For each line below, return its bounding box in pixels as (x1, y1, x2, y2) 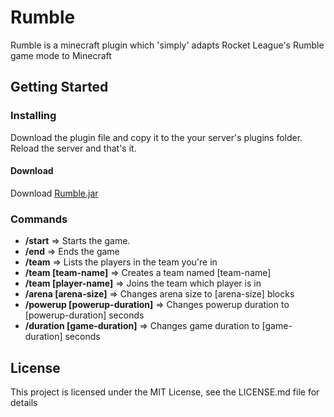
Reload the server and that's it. (10, 142, 137, 154)
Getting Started (10, 79, 109, 96)
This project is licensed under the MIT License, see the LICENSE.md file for (10, 386, 320, 398)
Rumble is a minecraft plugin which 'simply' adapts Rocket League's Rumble (10, 39, 325, 51)
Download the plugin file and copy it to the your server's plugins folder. (10, 131, 303, 143)
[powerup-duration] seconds (24, 309, 145, 321)
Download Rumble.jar (10, 187, 99, 199)
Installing (10, 109, 57, 123)
